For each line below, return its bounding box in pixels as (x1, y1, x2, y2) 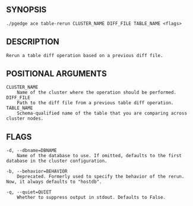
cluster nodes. (6, 116, 44, 121)
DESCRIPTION (6, 37, 59, 47)
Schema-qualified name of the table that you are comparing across (17, 110, 187, 117)
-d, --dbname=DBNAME (6, 148, 58, 154)
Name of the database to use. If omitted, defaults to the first (17, 153, 182, 159)
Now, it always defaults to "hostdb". (6, 179, 102, 185)
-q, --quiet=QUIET (6, 189, 52, 195)
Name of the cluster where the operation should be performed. (17, 89, 177, 96)
